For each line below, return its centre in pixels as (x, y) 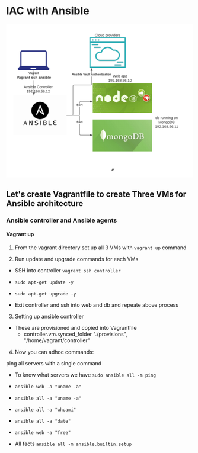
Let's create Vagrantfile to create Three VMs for (96, 194)
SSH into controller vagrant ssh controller (68, 270)
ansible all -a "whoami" (45, 410)
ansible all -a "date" (43, 421)
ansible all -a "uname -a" (48, 398)
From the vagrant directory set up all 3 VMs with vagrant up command (100, 248)
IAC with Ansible (48, 11)
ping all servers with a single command (54, 363)
